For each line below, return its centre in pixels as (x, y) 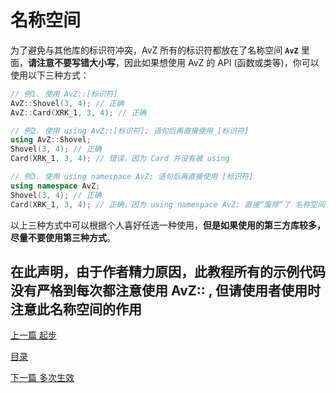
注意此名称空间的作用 (76, 309)
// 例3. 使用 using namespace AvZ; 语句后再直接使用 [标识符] (132, 177)
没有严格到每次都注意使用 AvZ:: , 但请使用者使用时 (166, 290)
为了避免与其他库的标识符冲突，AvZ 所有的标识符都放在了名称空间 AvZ (154, 50)
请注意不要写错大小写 (72, 62)
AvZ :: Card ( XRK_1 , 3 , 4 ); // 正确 (78, 112)
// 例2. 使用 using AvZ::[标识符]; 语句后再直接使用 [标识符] (130, 131)
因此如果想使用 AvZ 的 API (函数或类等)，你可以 (221, 62)
